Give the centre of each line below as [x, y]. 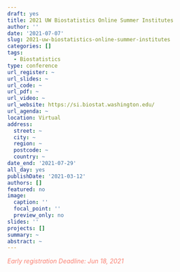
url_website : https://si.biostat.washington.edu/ [81, 105]
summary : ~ [23, 235]
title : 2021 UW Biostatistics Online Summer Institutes [90, 20]
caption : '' [31, 202]
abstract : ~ [25, 241]
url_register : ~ [31, 72]
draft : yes [23, 14]
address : [20, 124]
